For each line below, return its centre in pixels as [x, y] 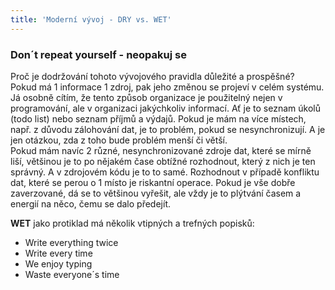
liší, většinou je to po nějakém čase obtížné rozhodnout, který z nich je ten [163, 161]
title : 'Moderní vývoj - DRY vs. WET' [91, 19]
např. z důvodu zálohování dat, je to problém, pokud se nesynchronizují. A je [168, 129]
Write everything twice [71, 242]
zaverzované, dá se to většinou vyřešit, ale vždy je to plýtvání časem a [156, 193]
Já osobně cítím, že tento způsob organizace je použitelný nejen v [146, 97]
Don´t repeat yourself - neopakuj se [98, 54]
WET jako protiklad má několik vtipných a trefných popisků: [132, 223]
